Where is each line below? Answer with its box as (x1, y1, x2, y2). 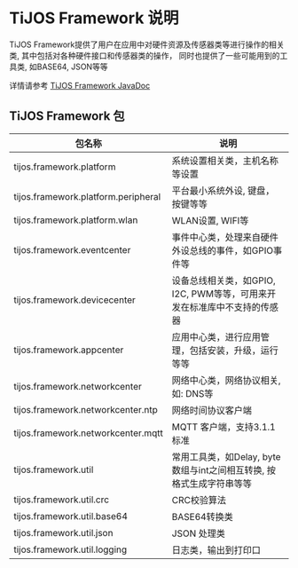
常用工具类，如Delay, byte (171, 450, 281, 462)
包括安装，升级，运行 (189, 343, 279, 356)
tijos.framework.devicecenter (13, 294, 136, 306)
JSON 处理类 (171, 527, 226, 540)
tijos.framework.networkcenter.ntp (13, 403, 158, 415)
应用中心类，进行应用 (171, 330, 262, 343)
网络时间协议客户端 (171, 404, 253, 416)
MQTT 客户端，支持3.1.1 (171, 421, 277, 433)
